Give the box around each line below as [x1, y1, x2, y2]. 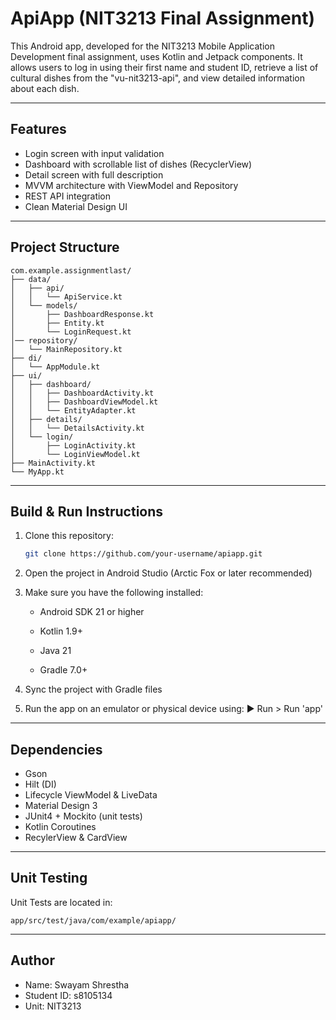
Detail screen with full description [24, 168, 164, 181]
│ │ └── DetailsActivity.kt [10, 423, 145, 433]
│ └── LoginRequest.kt [10, 327, 132, 337]
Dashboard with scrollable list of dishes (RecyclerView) [24, 158, 253, 170]
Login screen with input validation [24, 147, 165, 159]
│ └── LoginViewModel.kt [10, 449, 141, 459]
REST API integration [24, 190, 112, 202]
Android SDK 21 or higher [39, 606, 145, 618]
